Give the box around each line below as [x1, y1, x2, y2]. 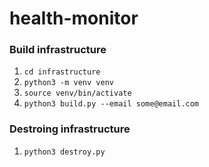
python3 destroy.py [23, 147, 106, 157]
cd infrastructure [23, 67, 101, 77]
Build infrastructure [9, 43, 107, 57]
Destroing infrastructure [9, 122, 131, 136]
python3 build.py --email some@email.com [23, 99, 199, 109]
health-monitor [9, 7, 139, 30]
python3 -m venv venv [23, 78, 114, 88]
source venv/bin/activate [23, 88, 132, 99]
